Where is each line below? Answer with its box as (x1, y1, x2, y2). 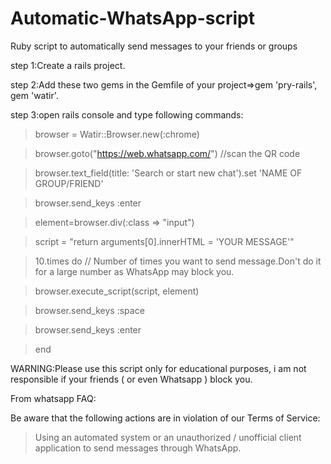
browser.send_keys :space (34, 304, 145, 316)
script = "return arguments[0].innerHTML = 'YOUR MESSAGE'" (34, 235, 295, 247)
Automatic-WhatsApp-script (10, 7, 256, 30)
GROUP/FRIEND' (34, 177, 104, 189)
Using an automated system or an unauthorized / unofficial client (34, 431, 302, 443)
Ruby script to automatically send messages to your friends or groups (10, 40, 298, 52)
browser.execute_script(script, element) (34, 285, 200, 297)
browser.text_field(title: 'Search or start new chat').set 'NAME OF (34, 167, 303, 179)
